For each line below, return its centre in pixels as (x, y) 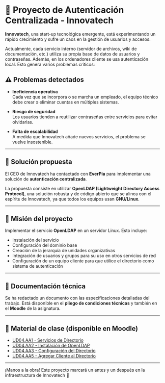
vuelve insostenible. (32, 142)
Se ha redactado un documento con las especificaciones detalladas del (77, 298)
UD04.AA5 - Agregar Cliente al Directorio (54, 356)
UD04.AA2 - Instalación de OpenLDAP (51, 345)
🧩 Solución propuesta (39, 162)
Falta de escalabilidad (35, 131)
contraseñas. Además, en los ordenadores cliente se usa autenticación (77, 59)
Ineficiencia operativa (35, 91)
